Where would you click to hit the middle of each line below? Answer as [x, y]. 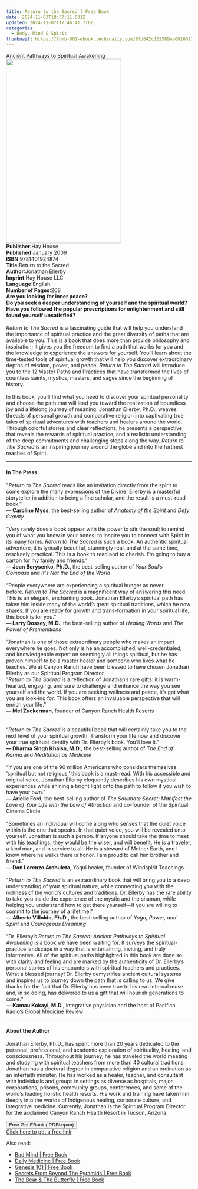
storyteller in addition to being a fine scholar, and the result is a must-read [96, 498]
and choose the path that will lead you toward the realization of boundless [96, 403]
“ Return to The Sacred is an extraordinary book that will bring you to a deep [98, 880]
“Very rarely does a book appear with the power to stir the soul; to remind [95, 529]
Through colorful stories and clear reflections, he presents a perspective [94, 428]
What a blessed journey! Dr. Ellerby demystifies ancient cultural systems [94, 974]
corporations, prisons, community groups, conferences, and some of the [94, 1088]
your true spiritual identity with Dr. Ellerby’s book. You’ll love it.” [83, 742]
